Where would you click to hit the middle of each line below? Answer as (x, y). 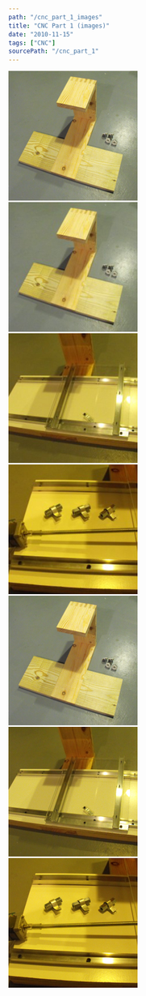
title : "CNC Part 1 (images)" (59, 26)
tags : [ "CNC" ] (32, 43)
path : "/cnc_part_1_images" (56, 17)
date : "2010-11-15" (41, 34)
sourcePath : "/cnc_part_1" (54, 51)
